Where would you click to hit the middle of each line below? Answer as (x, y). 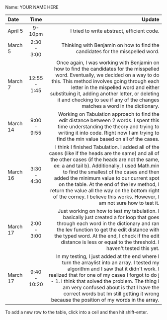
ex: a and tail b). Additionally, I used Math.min (107, 166)
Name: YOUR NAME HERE (32, 7)
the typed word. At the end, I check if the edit (107, 236)
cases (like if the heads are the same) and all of (104, 153)
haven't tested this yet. (133, 248)
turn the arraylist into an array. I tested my (111, 263)
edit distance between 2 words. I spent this (109, 120)
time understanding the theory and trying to (109, 126)
